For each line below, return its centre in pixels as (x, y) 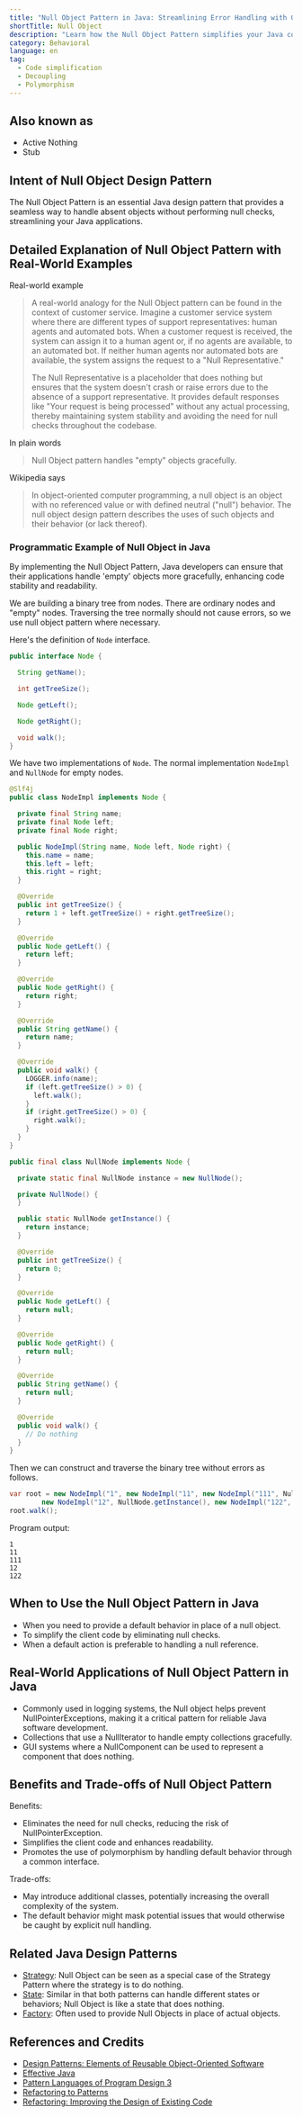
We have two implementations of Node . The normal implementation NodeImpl (150, 763)
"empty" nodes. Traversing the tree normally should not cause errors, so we (150, 613)
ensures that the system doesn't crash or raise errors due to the (150, 387)
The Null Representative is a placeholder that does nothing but (147, 378)
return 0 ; (44, 1269)
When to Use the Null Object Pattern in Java (134, 1603)
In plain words (35, 443)
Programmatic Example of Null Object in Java (110, 547)
